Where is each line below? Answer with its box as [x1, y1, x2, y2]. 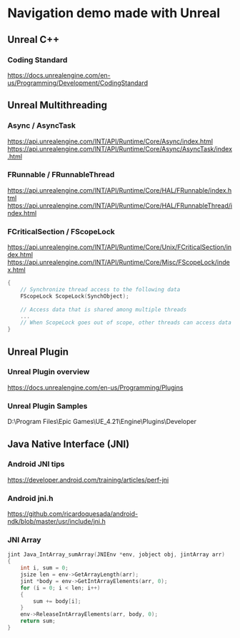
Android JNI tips [7, 459, 66, 469]
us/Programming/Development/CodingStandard [7, 79, 149, 87]
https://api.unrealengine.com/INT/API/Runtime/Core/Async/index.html [7, 137, 213, 146]
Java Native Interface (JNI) [7, 437, 130, 450]
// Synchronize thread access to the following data [20, 286, 181, 293]
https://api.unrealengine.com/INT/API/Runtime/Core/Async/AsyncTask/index [7, 144, 233, 153]
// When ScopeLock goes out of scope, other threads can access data [20, 319, 232, 326]
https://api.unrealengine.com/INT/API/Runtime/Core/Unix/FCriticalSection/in [7, 243, 232, 251]
